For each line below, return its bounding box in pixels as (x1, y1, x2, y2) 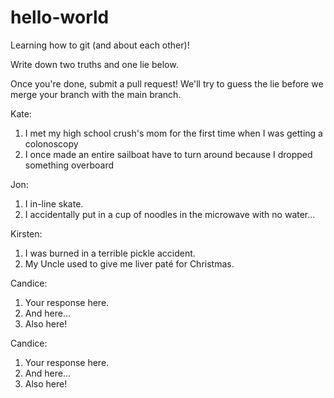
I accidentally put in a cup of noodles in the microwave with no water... (24, 208, 316, 220)
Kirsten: (10, 227, 43, 240)
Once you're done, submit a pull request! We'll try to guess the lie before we (10, 77, 324, 90)
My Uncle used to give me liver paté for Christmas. (24, 257, 235, 270)
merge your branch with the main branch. (10, 88, 182, 100)
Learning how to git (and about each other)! (10, 39, 190, 51)
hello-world (10, 6, 110, 29)
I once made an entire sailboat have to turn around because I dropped (24, 148, 313, 160)
